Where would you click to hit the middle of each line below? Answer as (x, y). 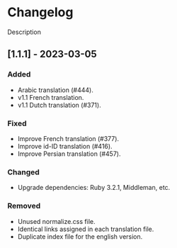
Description (24, 32)
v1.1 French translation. (51, 97)
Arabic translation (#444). (55, 90)
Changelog (40, 12)
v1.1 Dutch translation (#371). (59, 105)
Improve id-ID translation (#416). (65, 146)
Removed (24, 206)
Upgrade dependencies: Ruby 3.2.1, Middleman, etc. (94, 188)
